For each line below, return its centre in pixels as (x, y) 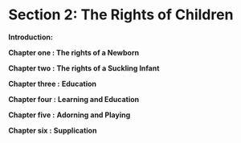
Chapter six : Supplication (53, 130)
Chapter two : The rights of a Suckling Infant (84, 68)
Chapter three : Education (52, 84)
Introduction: (31, 37)
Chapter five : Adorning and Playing (69, 115)
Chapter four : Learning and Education (74, 99)
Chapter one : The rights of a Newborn (74, 52)
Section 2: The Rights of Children (121, 15)
